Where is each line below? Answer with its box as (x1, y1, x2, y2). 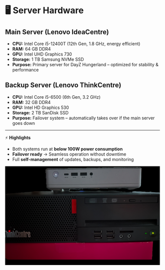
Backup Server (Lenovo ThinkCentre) (5, 81, 122, 89)
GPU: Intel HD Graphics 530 (12, 105, 69, 110)
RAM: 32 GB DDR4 (12, 99, 51, 105)
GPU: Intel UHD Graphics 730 (12, 51, 72, 57)
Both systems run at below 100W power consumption (12, 146, 123, 152)
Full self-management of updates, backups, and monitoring (12, 156, 134, 162)
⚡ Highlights (5, 135, 31, 140)
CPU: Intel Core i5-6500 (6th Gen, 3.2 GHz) (12, 94, 101, 100)
